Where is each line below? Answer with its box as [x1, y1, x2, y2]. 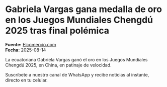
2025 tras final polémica [5, 25, 110, 36]
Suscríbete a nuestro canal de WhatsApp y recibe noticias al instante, [5, 71, 149, 77]
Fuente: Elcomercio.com [5, 41, 56, 47]
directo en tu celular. [5, 77, 48, 83]
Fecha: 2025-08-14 [5, 47, 46, 53]
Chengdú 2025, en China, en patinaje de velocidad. [5, 62, 112, 68]
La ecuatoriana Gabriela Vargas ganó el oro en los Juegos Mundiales [5, 56, 148, 62]
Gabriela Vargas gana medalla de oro [5, 4, 162, 15]
